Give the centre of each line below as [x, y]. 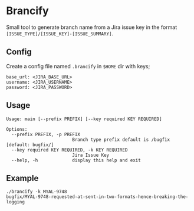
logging [16, 202]
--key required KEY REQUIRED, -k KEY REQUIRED [70, 150]
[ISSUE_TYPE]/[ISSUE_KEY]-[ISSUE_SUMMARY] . [60, 33]
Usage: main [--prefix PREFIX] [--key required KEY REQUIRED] [84, 119]
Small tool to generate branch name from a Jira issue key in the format [92, 27]
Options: [17, 129]
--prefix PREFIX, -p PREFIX [46, 134]
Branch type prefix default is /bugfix [121, 140]
